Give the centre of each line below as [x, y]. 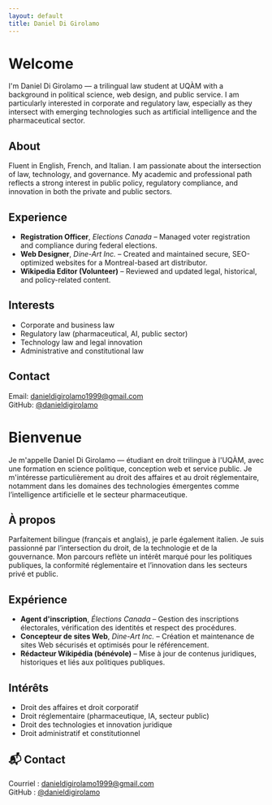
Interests [32, 305]
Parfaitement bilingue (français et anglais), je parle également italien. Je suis [136, 539]
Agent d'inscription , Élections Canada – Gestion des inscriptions [130, 619]
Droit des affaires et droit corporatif [80, 708]
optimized [37, 263]
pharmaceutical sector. [47, 121]
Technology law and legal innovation [81, 342]
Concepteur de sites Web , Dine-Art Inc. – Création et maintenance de [137, 636]
